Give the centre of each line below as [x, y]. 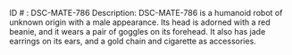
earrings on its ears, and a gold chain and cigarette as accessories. [133, 41]
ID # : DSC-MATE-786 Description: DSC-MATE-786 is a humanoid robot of [146, 13]
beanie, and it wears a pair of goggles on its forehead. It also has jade [138, 31]
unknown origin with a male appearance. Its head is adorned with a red [140, 22]
